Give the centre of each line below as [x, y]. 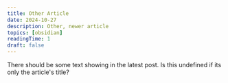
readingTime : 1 [29, 39]
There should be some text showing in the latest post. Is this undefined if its [114, 65]
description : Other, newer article [58, 26]
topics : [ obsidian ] [35, 33]
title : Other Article [38, 13]
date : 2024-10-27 [32, 20]
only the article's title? [38, 72]
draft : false [26, 45]
